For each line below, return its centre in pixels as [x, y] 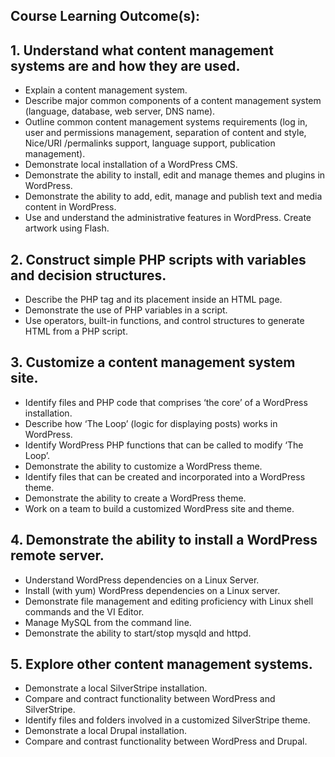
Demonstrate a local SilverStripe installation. [116, 688]
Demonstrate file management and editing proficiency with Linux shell [169, 601]
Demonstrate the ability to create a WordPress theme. [135, 498]
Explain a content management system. [106, 90]
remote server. [57, 555]
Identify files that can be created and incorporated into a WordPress [165, 476]
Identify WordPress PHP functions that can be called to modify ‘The [164, 445]
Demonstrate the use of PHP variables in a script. [126, 310]
